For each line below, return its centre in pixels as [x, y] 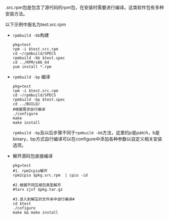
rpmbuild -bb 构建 [31, 35]
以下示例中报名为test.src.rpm [36, 24]
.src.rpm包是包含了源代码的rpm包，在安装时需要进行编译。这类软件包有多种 [85, 7]
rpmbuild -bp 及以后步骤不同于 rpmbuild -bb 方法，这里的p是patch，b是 [86, 132]
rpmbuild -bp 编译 [31, 77]
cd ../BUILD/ [26, 104]
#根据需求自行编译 [29, 109]
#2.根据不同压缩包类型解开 [37, 185]
